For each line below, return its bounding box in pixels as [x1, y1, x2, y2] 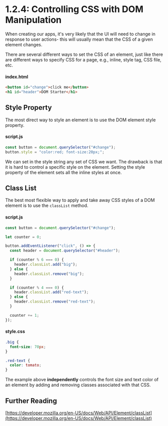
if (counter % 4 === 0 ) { [10, 285, 64, 290]
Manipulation [5, 14, 62, 26]
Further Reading [5, 396, 57, 405]
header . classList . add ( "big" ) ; [14, 262, 78, 267]
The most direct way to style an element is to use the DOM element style [5, 117, 156, 123]
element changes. [5, 41, 43, 47]
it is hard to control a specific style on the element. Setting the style [5, 164, 145, 170]
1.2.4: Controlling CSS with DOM [5, 4, 143, 15]
